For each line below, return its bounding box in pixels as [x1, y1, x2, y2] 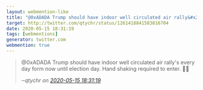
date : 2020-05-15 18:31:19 [6, 25, 74, 32]
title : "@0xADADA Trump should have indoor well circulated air [6, 14, 172, 20]
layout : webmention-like [6, 8, 69, 15]
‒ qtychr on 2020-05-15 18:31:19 [21, 76, 101, 84]
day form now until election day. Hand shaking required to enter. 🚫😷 [21, 65, 190, 72]
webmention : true [6, 43, 50, 49]
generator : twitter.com [6, 37, 66, 43]
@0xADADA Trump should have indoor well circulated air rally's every [21, 58, 195, 66]
